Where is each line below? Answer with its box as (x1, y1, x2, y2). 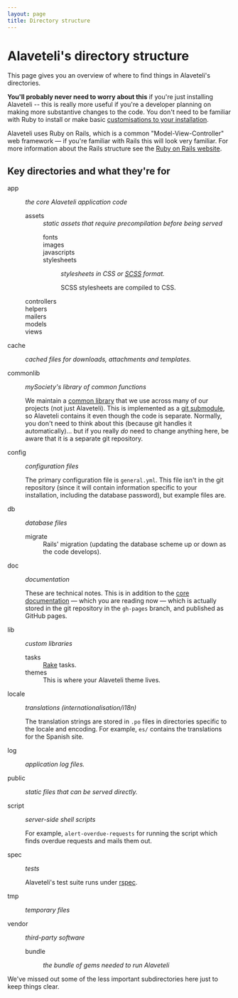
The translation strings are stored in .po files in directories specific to (25, 717, 227, 726)
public (7, 774, 26, 783)
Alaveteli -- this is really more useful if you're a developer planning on (7, 101, 212, 109)
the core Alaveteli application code (25, 197, 128, 207)
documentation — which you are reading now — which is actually (25, 597, 217, 605)
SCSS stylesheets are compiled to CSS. (60, 283, 176, 292)
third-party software (25, 933, 85, 942)
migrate (25, 533, 48, 541)
